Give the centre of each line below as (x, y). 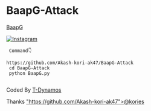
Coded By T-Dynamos (34, 90)
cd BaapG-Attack (29, 68)
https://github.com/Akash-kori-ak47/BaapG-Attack (70, 63)
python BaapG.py (29, 73)
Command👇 (20, 51)
